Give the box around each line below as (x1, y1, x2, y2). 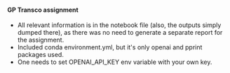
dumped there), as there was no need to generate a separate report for (17, 29, 223, 37)
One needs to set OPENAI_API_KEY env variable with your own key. (17, 58, 212, 66)
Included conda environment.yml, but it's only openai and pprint (17, 43, 203, 51)
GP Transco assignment (7, 6, 79, 14)
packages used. (17, 51, 65, 59)
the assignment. (17, 35, 65, 44)
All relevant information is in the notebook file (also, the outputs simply (17, 21, 222, 29)
